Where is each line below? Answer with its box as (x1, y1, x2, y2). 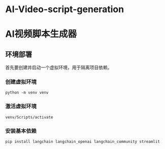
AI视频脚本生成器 (5, 28, 77, 40)
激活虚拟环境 (5, 103, 37, 110)
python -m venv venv (5, 90, 49, 95)
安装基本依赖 (5, 127, 37, 134)
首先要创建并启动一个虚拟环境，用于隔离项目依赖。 (5, 64, 112, 70)
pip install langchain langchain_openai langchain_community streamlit (5, 139, 160, 144)
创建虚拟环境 (5, 79, 37, 86)
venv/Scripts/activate (5, 115, 53, 120)
